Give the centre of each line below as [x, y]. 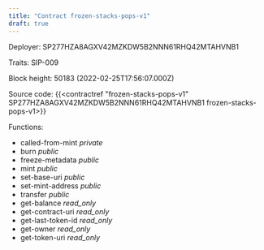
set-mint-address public [61, 185]
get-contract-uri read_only [65, 211]
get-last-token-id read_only [66, 220]
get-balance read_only [58, 203]
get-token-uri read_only [60, 237]
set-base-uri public [52, 177]
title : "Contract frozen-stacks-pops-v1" [80, 16]
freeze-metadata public [60, 160]
